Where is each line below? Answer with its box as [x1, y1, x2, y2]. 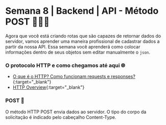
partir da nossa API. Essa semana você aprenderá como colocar [5, 43, 140, 49]
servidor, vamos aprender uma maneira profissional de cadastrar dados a [5, 38, 160, 44]
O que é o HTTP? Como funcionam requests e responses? [12, 73, 135, 80]
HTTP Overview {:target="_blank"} [12, 84, 85, 90]
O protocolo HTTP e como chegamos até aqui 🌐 [5, 62, 126, 69]
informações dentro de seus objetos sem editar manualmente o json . [5, 49, 151, 55]
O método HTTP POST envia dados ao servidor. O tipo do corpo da [5, 109, 147, 115]
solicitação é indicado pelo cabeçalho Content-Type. [5, 114, 116, 120]
